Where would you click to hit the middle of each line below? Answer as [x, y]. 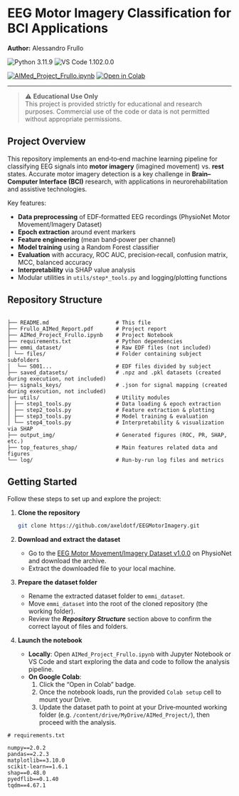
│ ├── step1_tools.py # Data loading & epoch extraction [114, 404]
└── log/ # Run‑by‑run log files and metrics [116, 460]
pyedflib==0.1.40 [33, 780]
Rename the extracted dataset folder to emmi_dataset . [106, 596]
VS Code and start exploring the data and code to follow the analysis [129, 662]
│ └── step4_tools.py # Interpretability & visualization [116, 423]
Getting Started [42, 482]
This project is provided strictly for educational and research [113, 104]
